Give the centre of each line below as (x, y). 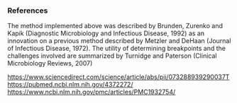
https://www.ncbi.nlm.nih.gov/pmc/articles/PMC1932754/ (92, 92)
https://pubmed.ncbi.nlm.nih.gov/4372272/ (70, 85)
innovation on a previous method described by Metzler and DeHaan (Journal (119, 41)
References (28, 11)
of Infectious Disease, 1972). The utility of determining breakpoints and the (116, 49)
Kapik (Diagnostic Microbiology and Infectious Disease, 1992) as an (106, 33)
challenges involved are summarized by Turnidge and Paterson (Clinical (112, 56)
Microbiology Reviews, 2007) (50, 63)
